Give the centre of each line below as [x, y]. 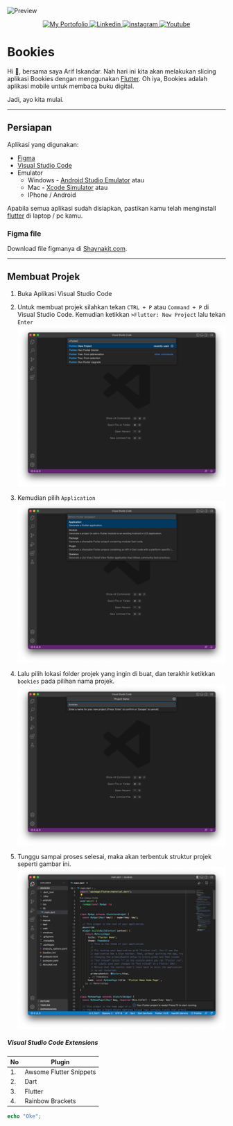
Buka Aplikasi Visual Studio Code [64, 293]
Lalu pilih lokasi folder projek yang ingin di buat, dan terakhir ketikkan [116, 673]
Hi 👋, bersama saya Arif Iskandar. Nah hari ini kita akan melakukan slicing [112, 71]
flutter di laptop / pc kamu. [45, 216]
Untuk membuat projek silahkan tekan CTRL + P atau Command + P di [113, 307]
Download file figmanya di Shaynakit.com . [67, 249]
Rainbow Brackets [50, 1101]
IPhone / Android [52, 195]
